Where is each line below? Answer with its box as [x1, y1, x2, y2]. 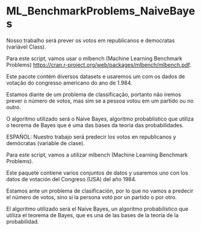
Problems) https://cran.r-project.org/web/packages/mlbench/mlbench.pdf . [6, 61, 191, 68]
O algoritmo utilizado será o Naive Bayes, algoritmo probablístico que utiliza [6, 115, 194, 122]
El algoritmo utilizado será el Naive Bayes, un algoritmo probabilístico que [6, 205, 188, 212]
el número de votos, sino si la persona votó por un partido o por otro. [6, 193, 178, 200]
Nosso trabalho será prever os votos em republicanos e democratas [6, 37, 175, 44]
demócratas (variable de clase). [6, 139, 85, 146]
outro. [6, 103, 21, 110]
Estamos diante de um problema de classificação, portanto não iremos [6, 91, 182, 98]
